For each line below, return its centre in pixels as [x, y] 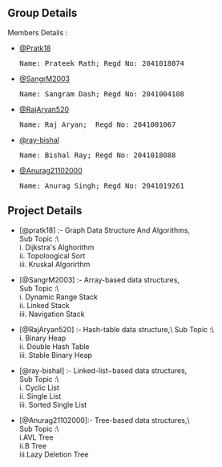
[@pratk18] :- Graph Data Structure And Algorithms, [104, 230]
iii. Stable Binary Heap [56, 355]
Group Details [42, 13]
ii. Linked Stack [44, 305]
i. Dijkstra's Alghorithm [57, 247]
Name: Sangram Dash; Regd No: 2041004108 [102, 94]
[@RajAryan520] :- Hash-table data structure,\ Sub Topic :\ [116, 329]
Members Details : [38, 32]
